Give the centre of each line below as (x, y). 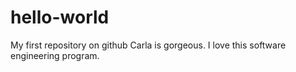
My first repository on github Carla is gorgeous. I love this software (148, 45)
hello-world (60, 17)
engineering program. (55, 55)
